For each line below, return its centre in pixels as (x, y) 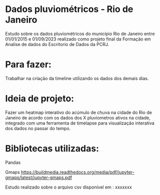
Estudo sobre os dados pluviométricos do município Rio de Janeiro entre (80, 33)
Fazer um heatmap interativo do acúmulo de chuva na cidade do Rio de (79, 112)
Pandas (13, 162)
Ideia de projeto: (39, 99)
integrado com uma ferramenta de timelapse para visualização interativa (80, 123)
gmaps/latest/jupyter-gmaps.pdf (39, 177)
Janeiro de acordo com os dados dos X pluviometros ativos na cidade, (78, 117)
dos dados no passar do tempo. (38, 128)
